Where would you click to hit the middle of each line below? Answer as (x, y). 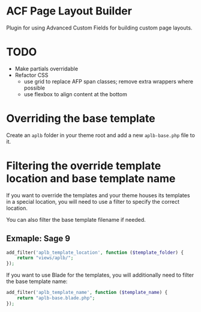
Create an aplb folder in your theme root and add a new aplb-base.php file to (100, 135)
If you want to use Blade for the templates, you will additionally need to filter (100, 275)
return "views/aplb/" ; (45, 258)
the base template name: (37, 281)
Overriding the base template (81, 119)
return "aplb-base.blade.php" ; (56, 298)
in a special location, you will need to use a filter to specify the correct (93, 201)
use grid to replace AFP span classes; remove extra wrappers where (109, 81)
